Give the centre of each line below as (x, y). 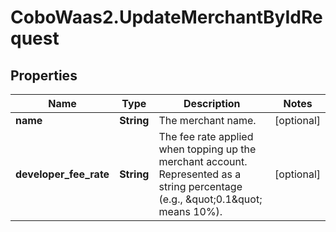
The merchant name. (207, 120)
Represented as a (200, 174)
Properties (44, 75)
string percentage (200, 186)
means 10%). (190, 211)
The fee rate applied (206, 136)
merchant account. (203, 161)
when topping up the (207, 149)
